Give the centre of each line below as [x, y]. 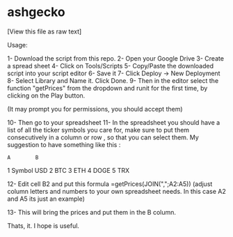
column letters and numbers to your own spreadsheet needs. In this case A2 [116, 191]
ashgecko [36, 12]
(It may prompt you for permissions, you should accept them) [95, 109]
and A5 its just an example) [46, 199]
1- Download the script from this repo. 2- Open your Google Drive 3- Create [116, 58]
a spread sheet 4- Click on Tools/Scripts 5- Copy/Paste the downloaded [111, 66]
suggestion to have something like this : [64, 144]
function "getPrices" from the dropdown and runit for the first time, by [107, 88]
